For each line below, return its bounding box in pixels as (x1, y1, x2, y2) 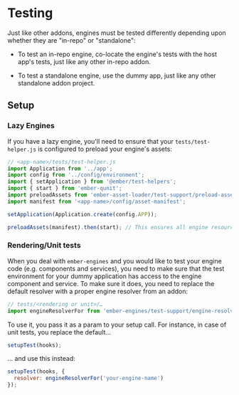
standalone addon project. (17, 78, 95, 87)
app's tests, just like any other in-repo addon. (17, 57, 152, 65)
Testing (7, 5, 53, 21)
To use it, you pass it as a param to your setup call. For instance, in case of (7, 320, 227, 329)
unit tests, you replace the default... (7, 327, 112, 336)
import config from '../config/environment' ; (7, 172, 144, 179)
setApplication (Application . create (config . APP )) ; (7, 211, 158, 218)
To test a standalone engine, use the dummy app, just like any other (17, 71, 216, 80)
